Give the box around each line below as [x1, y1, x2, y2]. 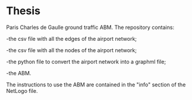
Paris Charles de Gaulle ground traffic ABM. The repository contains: [6, 24, 174, 31]
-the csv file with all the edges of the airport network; [6, 35, 137, 42]
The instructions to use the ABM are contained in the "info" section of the [6, 81, 186, 88]
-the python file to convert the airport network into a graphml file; [6, 58, 166, 65]
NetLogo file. [6, 87, 38, 94]
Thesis [6, 4, 40, 18]
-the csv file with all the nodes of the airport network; [6, 46, 137, 54]
